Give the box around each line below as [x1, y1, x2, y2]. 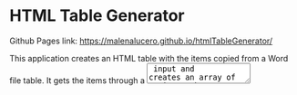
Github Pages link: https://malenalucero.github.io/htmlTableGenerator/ [9, 35, 273, 46]
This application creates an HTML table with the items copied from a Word [9, 52, 289, 63]
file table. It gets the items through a [9, 74, 146, 86]
